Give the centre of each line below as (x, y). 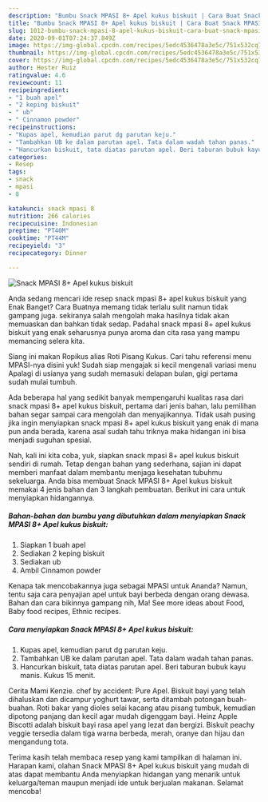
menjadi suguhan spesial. (50, 440)
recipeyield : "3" (37, 246)
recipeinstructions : (43, 127)
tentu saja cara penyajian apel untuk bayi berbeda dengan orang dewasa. (129, 594)
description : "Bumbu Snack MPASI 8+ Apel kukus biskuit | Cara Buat (124, 16)
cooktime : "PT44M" (39, 238)
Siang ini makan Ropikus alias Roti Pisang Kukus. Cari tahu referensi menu (130, 356)
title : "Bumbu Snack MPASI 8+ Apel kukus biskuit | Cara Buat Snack (124, 23)
